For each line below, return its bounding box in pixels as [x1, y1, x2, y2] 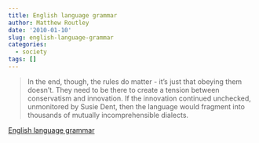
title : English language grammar [8, 11, 118, 20]
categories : [8, 41, 47, 49]
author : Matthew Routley [8, 19, 89, 27]
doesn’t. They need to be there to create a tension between [27, 85, 220, 94]
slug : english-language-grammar [8, 33, 114, 42]
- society [15, 48, 47, 56]
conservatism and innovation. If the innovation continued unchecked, [27, 93, 251, 103]
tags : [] [8, 56, 37, 64]
